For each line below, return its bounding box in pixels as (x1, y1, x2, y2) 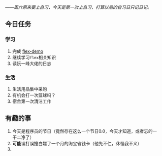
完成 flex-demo (12, 48, 43, 54)
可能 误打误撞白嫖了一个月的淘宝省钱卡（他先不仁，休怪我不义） (12, 140, 142, 146)
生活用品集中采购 (12, 86, 47, 92)
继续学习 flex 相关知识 (12, 54, 56, 60)
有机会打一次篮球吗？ (12, 92, 56, 98)
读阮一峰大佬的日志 (12, 61, 52, 66)
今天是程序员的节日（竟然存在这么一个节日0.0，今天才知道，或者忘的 (12, 128, 153, 134)
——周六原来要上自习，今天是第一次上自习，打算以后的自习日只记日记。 (5, 4, 152, 10)
